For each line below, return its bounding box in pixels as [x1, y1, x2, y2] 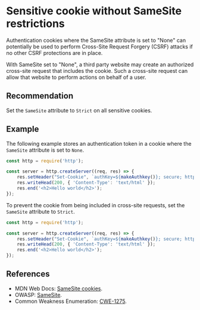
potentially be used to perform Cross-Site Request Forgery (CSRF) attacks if [6, 43, 193, 50]
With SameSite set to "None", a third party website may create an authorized [6, 61, 194, 68]
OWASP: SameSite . [14, 291, 62, 298]
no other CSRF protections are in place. [6, 49, 103, 56]
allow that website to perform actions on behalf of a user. [6, 73, 146, 81]
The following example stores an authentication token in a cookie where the [6, 140, 192, 147]
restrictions [6, 17, 65, 30]
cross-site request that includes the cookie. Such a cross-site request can [6, 67, 188, 74]
